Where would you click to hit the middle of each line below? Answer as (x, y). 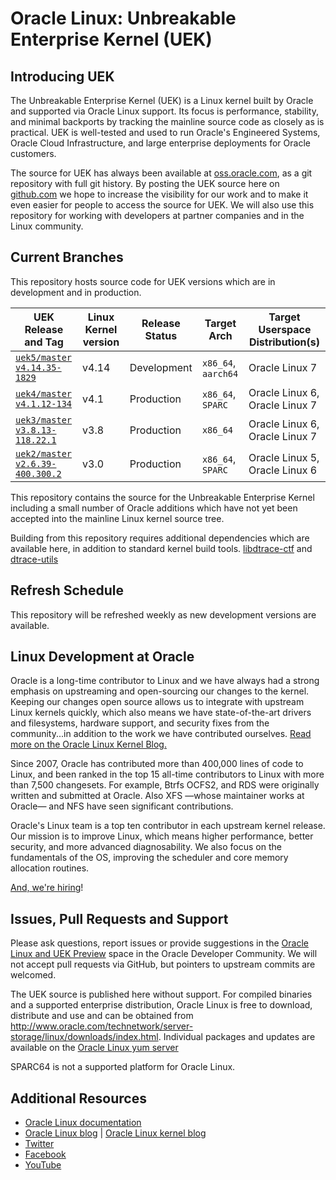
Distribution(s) (284, 342)
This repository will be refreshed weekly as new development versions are (163, 614)
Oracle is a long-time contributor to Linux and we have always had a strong (165, 681)
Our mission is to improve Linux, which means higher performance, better (162, 836)
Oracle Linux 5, (284, 457)
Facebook (45, 1154)
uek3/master (44, 420)
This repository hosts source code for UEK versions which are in (143, 281)
